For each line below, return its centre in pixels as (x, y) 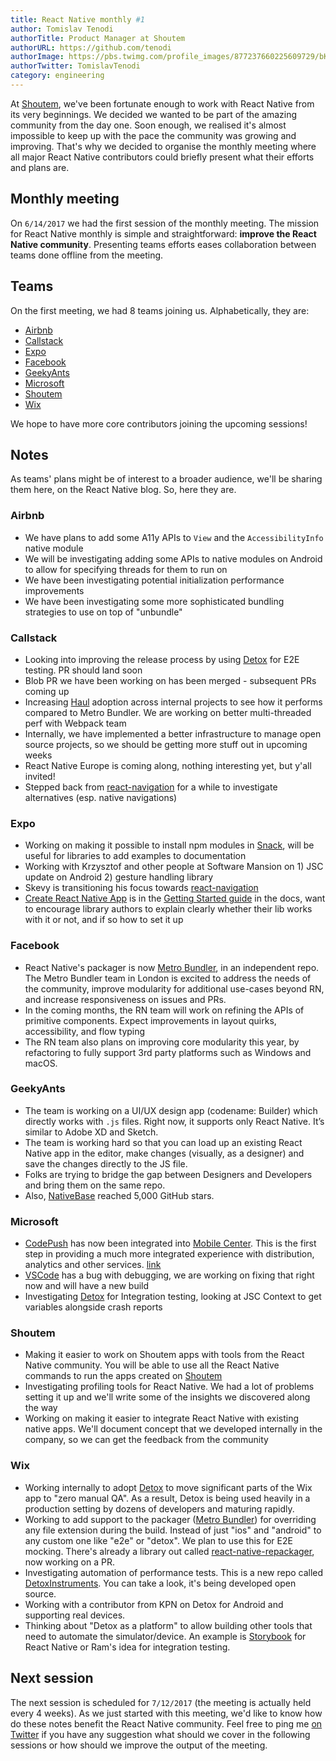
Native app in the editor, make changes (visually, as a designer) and (164, 1153)
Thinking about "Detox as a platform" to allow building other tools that (168, 1625)
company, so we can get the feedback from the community (146, 1440)
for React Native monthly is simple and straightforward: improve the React (163, 233)
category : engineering (57, 76)
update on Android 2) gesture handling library (119, 877)
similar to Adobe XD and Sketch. (91, 1132)
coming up (47, 691)
